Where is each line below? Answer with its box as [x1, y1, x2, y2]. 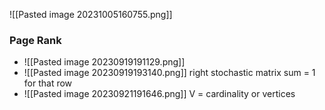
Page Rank [9, 33, 62, 47]
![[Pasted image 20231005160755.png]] [9, 9, 173, 20]
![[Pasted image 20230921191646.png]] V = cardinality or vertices [23, 88, 296, 100]
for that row [23, 77, 73, 89]
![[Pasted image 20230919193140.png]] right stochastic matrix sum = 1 [23, 67, 316, 79]
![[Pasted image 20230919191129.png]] [23, 56, 186, 68]
